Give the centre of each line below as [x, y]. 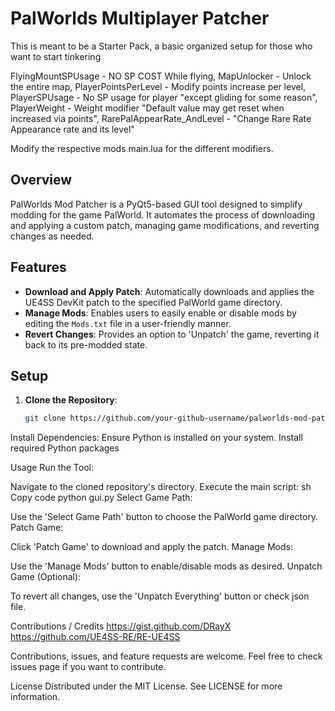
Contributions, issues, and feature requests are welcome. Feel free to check [166, 656]
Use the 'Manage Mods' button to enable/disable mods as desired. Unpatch [166, 566]
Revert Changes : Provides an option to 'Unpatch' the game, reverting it [172, 334]
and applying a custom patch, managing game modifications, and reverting [165, 225]
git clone [45, 418]
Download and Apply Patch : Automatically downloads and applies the [169, 291]
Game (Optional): [46, 577]
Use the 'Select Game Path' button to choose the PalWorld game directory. [164, 517]
